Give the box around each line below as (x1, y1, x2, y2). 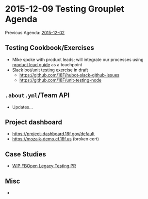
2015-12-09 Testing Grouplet (5, 3, 125, 15)
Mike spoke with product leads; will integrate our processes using (12, 57, 144, 62)
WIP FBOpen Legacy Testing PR (12, 163, 76, 169)
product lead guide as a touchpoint (12, 61, 82, 67)
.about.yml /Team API (5, 91, 70, 100)
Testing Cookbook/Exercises (5, 44, 95, 52)
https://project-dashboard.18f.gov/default (12, 131, 95, 137)
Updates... (12, 104, 33, 110)
